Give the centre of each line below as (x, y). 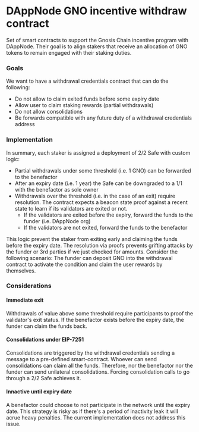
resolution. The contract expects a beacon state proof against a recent (101, 202)
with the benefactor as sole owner (57, 189)
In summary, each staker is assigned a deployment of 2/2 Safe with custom (98, 152)
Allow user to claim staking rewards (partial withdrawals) (84, 105)
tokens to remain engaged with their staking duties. (69, 52)
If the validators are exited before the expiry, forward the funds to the (108, 215)
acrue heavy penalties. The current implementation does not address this (96, 418)
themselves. (21, 270)
